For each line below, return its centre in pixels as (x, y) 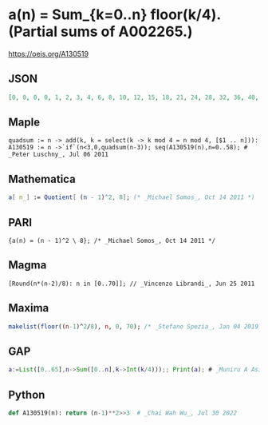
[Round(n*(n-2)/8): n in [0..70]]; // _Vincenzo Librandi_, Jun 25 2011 (132, 284)
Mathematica (42, 179)
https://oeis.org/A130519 (49, 54)
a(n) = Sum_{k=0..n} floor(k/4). (114, 15)
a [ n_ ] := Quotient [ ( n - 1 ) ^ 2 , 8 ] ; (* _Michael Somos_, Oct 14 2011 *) (132, 197)
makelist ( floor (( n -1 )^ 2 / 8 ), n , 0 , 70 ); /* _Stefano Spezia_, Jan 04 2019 (134, 326)
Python (27, 394)
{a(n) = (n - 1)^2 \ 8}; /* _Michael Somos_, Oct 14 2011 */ (112, 240)
